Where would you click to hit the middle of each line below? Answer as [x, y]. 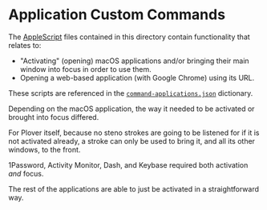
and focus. [26, 173]
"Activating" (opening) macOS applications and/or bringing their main [135, 61]
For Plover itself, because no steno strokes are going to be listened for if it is [134, 133]
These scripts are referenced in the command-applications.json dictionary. [131, 93]
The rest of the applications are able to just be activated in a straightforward [133, 188]
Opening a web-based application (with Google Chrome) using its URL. [137, 77]
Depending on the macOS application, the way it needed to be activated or [131, 109]
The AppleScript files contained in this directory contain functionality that [129, 37]
